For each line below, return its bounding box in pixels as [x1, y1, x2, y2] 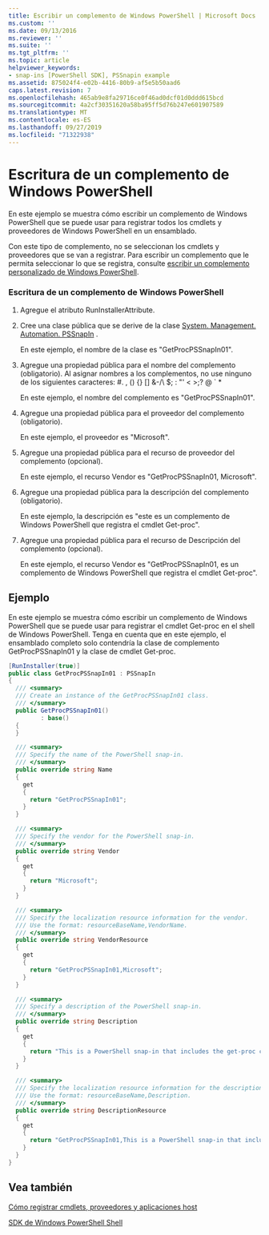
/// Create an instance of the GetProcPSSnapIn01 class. [15, 692, 210, 700]
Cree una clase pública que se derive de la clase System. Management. [19, 320, 256, 330]
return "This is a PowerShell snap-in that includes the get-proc [29, 1047, 256, 1056]
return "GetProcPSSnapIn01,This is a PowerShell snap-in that [29, 1136, 242, 1144]
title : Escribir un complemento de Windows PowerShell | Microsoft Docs [8, 11, 256, 20]
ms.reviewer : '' [8, 34, 62, 42]
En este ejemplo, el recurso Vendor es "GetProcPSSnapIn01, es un [19, 559, 239, 569]
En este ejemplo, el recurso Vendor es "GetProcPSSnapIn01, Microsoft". [19, 472, 257, 481]
